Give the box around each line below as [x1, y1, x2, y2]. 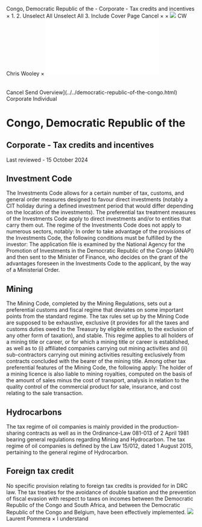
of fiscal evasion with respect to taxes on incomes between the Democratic [6, 494, 194, 502]
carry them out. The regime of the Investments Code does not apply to [6, 221, 182, 229]
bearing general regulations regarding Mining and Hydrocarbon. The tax [6, 436, 186, 443]
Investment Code [6, 174, 72, 183]
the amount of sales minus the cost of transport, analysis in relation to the [6, 377, 189, 384]
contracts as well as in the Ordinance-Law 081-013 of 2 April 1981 [26, 429, 189, 437]
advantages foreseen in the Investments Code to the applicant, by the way [6, 260, 191, 267]
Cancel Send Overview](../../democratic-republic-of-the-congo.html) [6, 89, 178, 96]
